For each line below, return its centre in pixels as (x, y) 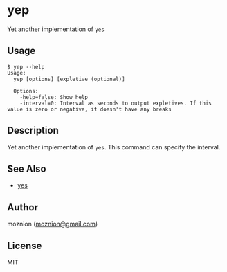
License (25, 245)
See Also (27, 169)
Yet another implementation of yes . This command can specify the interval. (114, 147)
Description (33, 130)
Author (22, 207)
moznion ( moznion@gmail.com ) (53, 224)
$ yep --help (26, 67)
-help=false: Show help (54, 97)
